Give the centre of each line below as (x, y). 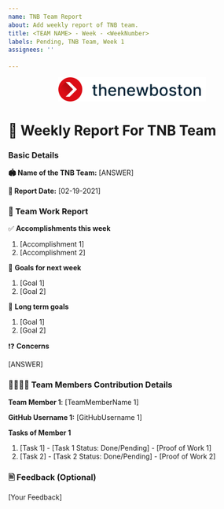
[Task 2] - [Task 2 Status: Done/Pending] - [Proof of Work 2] (118, 456)
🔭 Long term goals (39, 307)
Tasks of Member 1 (40, 433)
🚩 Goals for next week (45, 268)
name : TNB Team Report (45, 17)
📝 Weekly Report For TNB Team (112, 130)
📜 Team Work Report (48, 211)
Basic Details (33, 155)
